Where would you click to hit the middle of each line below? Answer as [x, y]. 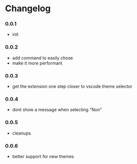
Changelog [28, 9]
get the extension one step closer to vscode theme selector [72, 87]
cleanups [21, 133]
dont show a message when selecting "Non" [57, 110]
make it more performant [37, 63]
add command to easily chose [43, 58]
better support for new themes [43, 156]
